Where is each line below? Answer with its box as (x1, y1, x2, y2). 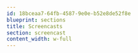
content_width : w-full (6, 36, 72, 43)
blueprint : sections (6, 17, 67, 23)
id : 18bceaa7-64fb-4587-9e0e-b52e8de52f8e (6, 10, 131, 17)
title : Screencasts (6, 23, 63, 30)
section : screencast (6, 29, 67, 36)
